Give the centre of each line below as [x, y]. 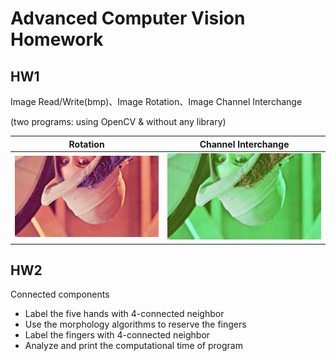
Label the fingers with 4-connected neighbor [117, 335]
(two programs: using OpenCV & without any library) [118, 121]
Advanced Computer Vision [128, 18]
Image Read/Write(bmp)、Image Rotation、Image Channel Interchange [156, 101]
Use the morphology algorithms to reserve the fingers [135, 324]
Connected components [60, 294]
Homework [57, 39]
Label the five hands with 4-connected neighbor [124, 314]
